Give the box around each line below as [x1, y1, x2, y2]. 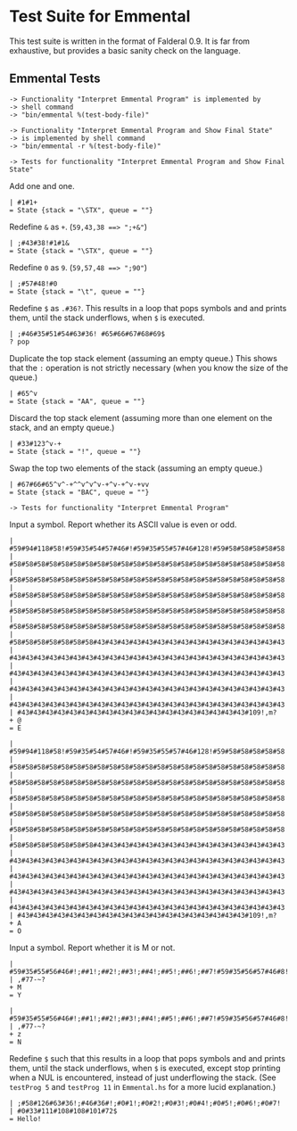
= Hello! [9, 1114, 42, 1123]
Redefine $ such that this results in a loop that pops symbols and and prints [9, 1053, 285, 1063]
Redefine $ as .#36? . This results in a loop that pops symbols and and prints [9, 302, 287, 313]
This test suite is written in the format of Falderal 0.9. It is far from [9, 36, 251, 46]
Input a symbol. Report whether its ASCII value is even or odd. [9, 519, 237, 530]
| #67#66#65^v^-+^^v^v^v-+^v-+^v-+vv [9, 480, 150, 489]
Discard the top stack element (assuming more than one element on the [9, 412, 273, 423]
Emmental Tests [9, 71, 101, 87]
